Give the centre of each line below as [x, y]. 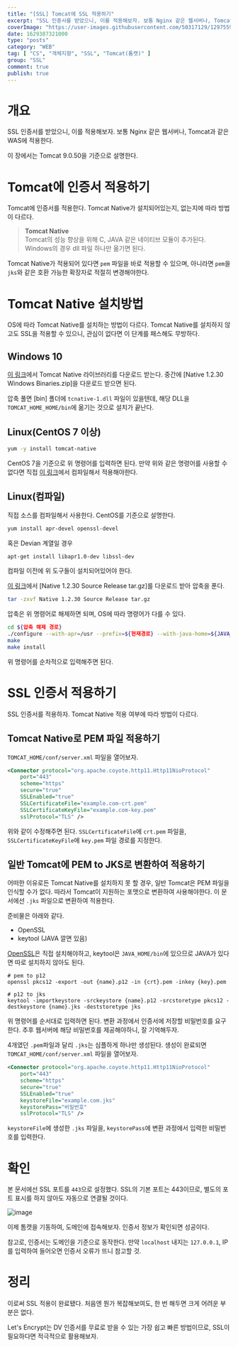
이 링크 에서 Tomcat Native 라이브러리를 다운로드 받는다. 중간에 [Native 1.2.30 [115, 374]
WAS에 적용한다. [31, 141]
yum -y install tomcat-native [52, 448]
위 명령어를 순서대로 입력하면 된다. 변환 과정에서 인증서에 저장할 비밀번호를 [110, 1021]
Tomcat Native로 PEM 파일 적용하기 [84, 739]
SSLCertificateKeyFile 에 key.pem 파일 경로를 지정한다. [85, 840]
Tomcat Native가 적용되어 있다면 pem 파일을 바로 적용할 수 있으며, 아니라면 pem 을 [119, 264]
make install [27, 647]
